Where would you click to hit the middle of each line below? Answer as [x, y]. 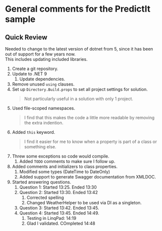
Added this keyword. [34, 132]
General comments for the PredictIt [78, 9]
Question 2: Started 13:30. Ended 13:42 [59, 192]
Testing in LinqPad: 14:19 [51, 218]
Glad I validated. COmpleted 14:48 [61, 223]
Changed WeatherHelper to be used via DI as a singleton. [84, 203]
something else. [40, 147]
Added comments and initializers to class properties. [65, 167]
